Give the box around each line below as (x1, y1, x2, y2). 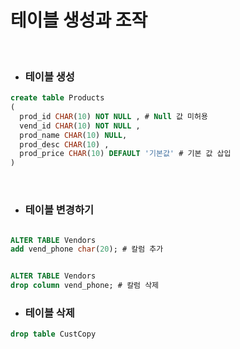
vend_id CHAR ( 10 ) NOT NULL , (19, 121, 141, 131)
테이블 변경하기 (24, 203, 95, 217)
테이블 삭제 (24, 306, 75, 320)
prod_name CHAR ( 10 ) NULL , (19, 130, 128, 140)
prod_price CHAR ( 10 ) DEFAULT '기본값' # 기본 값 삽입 (19, 149, 232, 159)
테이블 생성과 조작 (10, 9, 148, 32)
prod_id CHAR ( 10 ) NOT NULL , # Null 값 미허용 (19, 111, 208, 121)
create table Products (10, 93, 105, 103)
